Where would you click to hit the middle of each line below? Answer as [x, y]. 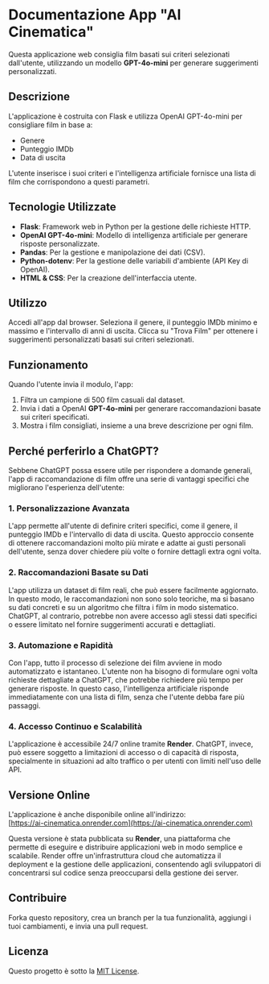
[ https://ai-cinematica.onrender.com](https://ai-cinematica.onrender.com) [130, 823]
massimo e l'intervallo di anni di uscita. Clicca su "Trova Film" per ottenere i [133, 331]
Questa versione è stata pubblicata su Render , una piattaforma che [120, 839]
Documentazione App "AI [95, 15]
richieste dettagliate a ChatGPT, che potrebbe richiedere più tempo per [126, 679]
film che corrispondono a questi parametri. [79, 181]
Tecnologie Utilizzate [62, 207]
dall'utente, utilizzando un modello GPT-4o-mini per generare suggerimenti [133, 63]
